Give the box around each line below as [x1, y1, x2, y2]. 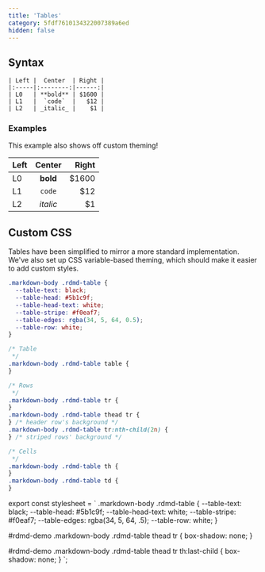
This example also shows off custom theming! [8, 140, 159, 151]
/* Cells [8, 447, 37, 455]
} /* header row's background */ [8, 418, 119, 427]
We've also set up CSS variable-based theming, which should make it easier [8, 255, 258, 265]
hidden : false [8, 26, 56, 34]
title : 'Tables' [8, 11, 62, 20]
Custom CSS [8, 225, 72, 239]
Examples [8, 123, 48, 134]
